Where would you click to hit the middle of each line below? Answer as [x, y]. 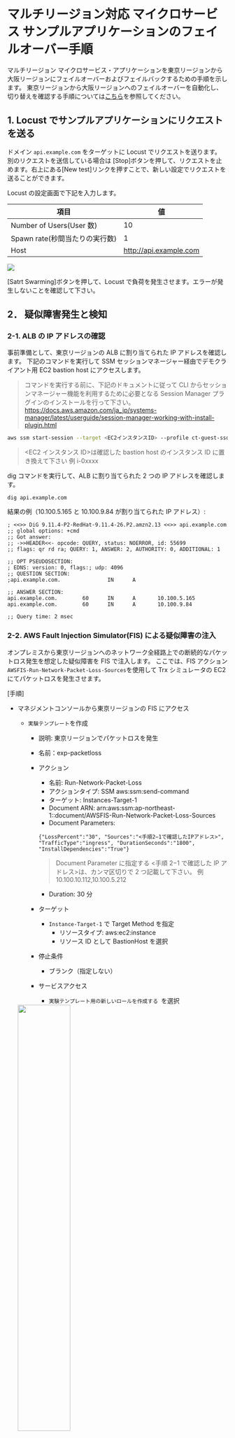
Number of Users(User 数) [54, 225]
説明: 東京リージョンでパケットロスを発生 [98, 738]
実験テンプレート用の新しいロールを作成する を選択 [114, 1000]
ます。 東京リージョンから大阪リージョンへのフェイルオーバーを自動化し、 [115, 87]
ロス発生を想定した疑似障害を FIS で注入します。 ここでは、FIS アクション [120, 661]
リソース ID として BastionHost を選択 [114, 941]
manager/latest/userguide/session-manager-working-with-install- [119, 418]
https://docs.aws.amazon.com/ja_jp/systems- [91, 411]
